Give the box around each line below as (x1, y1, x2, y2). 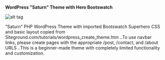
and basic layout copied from (5, 29, 65, 34)
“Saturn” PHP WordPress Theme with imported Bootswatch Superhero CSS (5, 23, 160, 29)
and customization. (5, 50, 45, 56)
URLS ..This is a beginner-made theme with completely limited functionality (5, 45, 160, 50)
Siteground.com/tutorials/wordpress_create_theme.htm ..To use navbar (5, 34, 152, 40)
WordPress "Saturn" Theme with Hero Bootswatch (5, 4, 113, 10)
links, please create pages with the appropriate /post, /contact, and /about (5, 39, 158, 45)
